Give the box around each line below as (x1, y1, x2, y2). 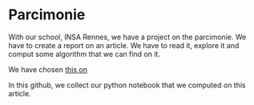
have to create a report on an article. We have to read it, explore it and (8, 40, 240, 50)
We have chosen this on (8, 64, 88, 74)
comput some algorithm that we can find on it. (8, 49, 160, 59)
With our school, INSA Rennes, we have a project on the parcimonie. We (8, 32, 247, 42)
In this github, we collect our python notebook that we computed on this (8, 80, 246, 90)
